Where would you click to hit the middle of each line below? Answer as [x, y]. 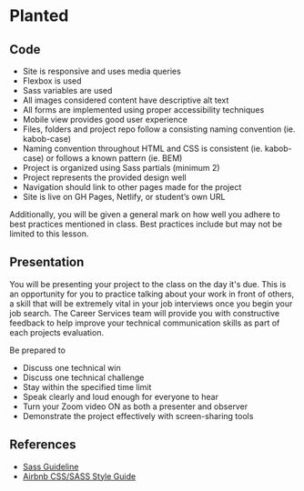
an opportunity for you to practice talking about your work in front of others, [152, 294]
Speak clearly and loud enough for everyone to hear [120, 396]
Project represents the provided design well [104, 177]
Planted [39, 16]
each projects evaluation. [57, 332]
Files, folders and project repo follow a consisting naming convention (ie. [159, 129]
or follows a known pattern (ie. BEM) [114, 158]
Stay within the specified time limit [87, 386]
